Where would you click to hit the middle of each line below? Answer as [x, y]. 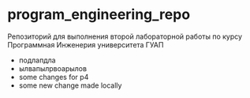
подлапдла [37, 60]
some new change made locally [70, 85]
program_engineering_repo [99, 15]
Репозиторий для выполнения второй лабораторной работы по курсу [125, 36]
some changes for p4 [54, 77]
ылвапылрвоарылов [53, 68]
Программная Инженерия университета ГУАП [86, 44]
